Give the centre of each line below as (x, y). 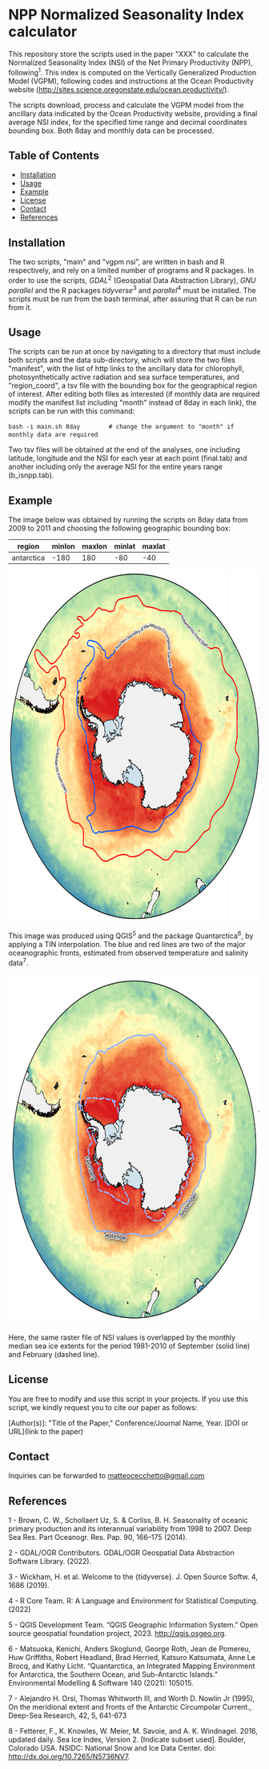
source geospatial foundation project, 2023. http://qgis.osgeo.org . (117, 1634)
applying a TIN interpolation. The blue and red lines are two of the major (127, 945)
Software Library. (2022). (50, 1561)
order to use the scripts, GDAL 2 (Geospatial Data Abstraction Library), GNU (132, 280)
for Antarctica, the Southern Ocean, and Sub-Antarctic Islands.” (113, 1674)
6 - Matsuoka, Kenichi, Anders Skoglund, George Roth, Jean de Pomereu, (129, 1649)
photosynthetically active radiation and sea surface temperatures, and (124, 377)
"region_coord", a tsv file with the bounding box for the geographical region (133, 385)
